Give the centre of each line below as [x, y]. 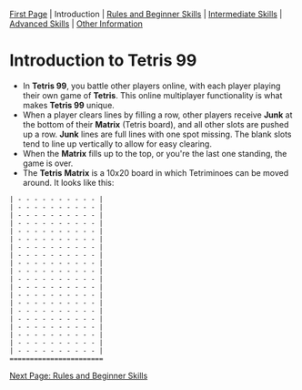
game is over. [48, 163]
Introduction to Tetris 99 [103, 61]
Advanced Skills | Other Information [76, 24]
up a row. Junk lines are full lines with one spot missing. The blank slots [157, 134]
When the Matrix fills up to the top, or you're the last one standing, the [155, 153]
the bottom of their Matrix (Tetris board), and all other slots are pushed [156, 124]
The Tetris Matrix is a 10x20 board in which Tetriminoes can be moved [156, 172]
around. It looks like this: [68, 182]
